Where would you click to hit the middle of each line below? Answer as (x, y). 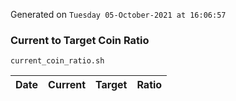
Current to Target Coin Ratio (80, 40)
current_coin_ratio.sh (57, 61)
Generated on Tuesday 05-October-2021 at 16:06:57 (118, 14)
